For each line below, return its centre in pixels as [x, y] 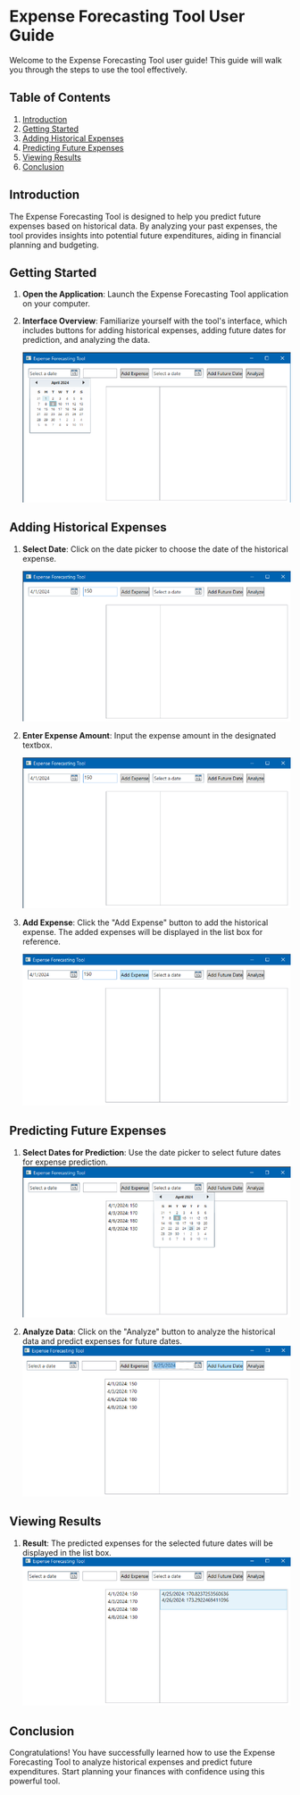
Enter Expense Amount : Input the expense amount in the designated [149, 736]
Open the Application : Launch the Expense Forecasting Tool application [155, 294]
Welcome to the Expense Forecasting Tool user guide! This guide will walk [146, 60]
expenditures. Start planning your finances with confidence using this [137, 1772]
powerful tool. [35, 1781]
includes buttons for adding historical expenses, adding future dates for [154, 330]
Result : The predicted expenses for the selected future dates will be [148, 1543]
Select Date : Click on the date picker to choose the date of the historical [155, 549]
